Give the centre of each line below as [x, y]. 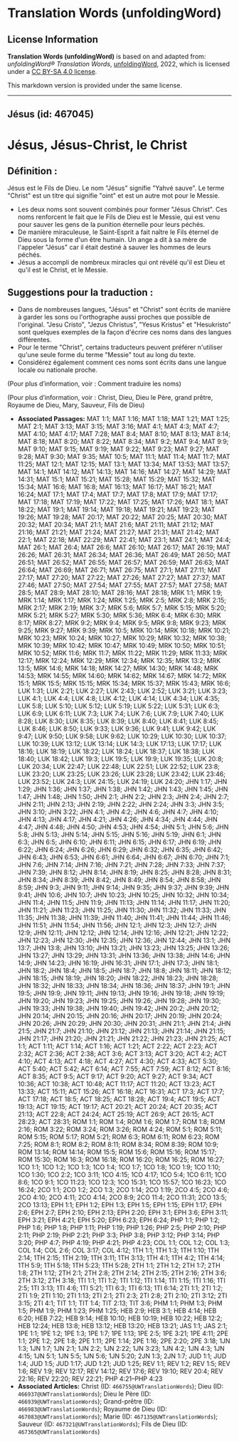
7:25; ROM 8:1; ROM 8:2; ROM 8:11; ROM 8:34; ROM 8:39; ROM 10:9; [118, 1145]
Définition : [32, 171]
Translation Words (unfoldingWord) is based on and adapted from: [107, 56]
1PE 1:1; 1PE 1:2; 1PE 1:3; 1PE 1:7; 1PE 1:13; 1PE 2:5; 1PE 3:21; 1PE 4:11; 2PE [123, 1334]
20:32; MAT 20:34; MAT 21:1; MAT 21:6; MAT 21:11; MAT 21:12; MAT [116, 525]
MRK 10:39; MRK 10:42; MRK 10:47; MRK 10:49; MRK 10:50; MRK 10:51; [122, 646]
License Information [53, 39]
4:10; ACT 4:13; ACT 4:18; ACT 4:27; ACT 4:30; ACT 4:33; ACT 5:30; [118, 1061]
